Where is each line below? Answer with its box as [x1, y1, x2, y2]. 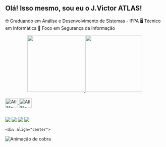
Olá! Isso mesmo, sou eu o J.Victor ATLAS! [5, 4, 142, 13]
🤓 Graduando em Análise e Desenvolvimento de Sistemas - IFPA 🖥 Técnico [5, 18, 161, 24]
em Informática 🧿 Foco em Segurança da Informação [5, 25, 115, 31]
